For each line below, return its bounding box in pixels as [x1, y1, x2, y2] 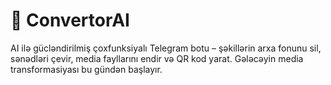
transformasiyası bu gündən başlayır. [10, 63, 163, 75]
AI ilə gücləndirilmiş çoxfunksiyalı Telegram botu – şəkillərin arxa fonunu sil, [10, 42, 322, 54]
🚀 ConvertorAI [10, 9, 130, 32]
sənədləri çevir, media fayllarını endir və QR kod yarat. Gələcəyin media [10, 52, 304, 64]
